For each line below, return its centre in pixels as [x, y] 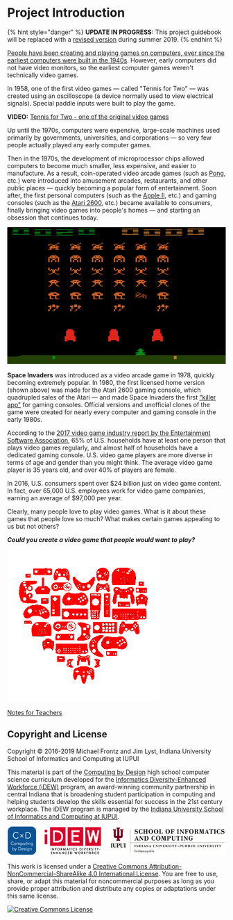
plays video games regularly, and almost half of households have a [103, 447]
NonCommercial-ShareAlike [47, 873]
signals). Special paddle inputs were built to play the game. [92, 103]
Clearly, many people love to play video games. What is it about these [107, 511]
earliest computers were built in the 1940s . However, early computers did [112, 60]
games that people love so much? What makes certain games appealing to [114, 518]
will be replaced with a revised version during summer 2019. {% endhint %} [115, 39]
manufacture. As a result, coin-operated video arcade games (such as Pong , [116, 173]
